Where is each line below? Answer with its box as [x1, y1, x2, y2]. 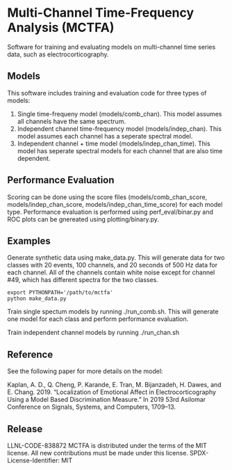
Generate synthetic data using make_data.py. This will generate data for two [7, 253, 225, 262]
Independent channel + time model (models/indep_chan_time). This [17, 139, 210, 148]
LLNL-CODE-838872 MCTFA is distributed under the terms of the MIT [7, 441, 207, 450]
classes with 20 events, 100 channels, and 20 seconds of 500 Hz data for [7, 261, 217, 269]
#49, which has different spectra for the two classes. [7, 276, 158, 284]
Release [7, 423, 43, 434]
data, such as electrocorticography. [7, 50, 109, 58]
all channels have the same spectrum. [17, 117, 126, 125]
